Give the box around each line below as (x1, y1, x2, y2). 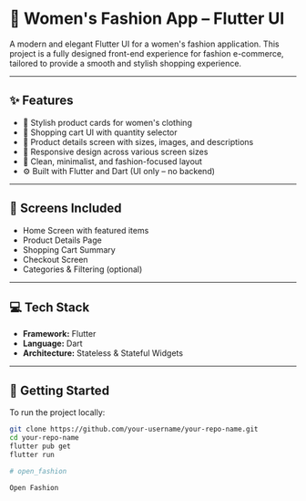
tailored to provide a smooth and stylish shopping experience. (9, 57, 242, 68)
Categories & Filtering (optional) (22, 264, 143, 275)
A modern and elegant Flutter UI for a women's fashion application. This (9, 38, 280, 49)
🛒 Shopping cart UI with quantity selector (22, 127, 178, 138)
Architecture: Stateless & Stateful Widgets (22, 348, 184, 359)
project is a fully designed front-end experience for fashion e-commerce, (9, 47, 284, 58)
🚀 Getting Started (9, 382, 110, 398)
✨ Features (9, 93, 74, 109)
